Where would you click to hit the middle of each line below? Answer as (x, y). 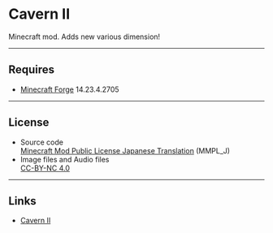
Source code (41, 142)
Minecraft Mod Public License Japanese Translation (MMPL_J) (125, 150)
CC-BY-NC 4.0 (45, 168)
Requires (32, 70)
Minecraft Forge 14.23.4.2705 (69, 89)
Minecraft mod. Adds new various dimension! (84, 37)
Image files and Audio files (65, 159)
